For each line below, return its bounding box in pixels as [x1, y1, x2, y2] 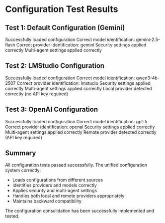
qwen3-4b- [136, 75, 160, 81]
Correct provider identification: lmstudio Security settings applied [16, 80, 151, 86]
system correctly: [5, 167, 41, 173]
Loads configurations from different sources [12, 177, 103, 183]
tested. [5, 213, 20, 219]
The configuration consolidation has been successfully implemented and [5, 208, 155, 214]
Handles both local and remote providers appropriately [12, 193, 125, 199]
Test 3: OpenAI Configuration [5, 105, 98, 114]
